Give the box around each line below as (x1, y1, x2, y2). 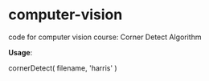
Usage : (8, 47, 33, 57)
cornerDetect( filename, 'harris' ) (8, 63, 118, 73)
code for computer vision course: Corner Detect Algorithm (8, 32, 202, 42)
